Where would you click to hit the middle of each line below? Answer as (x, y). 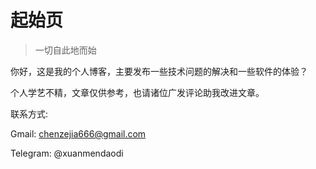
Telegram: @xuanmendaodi (67, 153)
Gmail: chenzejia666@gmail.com (78, 133)
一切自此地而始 (65, 50)
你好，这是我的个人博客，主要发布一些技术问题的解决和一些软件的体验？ (159, 71)
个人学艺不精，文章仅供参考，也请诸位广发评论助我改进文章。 (137, 92)
